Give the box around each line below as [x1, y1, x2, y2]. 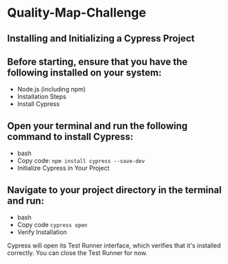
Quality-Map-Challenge [7, 5, 146, 21]
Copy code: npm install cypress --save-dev [17, 157, 145, 165]
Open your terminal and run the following [7, 120, 188, 132]
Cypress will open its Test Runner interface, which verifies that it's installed [7, 241, 221, 250]
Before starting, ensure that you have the [7, 55, 188, 67]
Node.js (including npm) [17, 85, 86, 94]
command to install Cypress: [7, 130, 133, 143]
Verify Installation [17, 228, 67, 236]
